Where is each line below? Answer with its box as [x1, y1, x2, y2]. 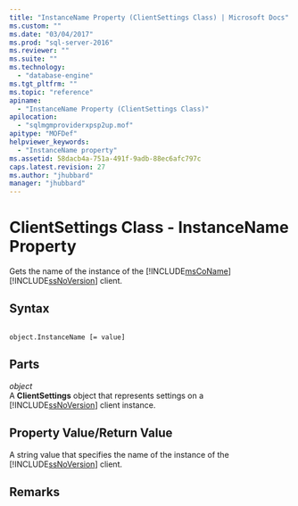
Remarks [9, 484, 61, 500]
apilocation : [9, 112, 58, 121]
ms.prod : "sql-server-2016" [9, 37, 114, 47]
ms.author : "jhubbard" [9, 170, 94, 179]
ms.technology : [9, 63, 66, 72]
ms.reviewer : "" [9, 46, 70, 55]
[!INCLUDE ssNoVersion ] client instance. [9, 399, 156, 411]
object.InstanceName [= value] [9, 332, 126, 342]
